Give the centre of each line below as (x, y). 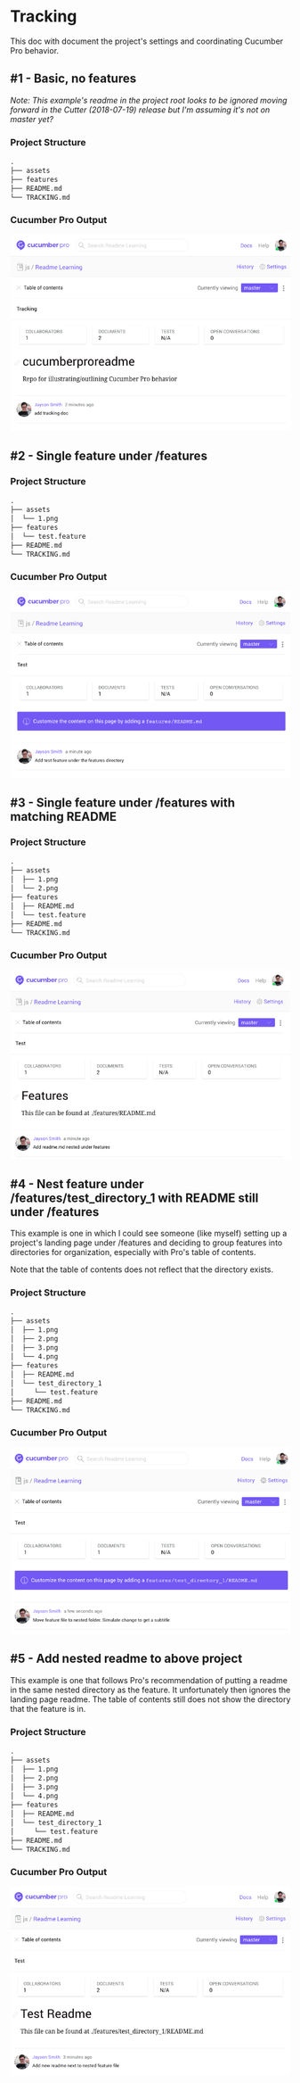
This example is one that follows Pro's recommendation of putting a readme (149, 1680)
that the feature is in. (48, 1708)
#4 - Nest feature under (77, 1184)
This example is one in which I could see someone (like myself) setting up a (149, 1233)
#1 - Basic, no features (73, 79)
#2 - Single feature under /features (109, 455)
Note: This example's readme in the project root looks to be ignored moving (149, 100)
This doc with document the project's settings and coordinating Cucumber (147, 41)
